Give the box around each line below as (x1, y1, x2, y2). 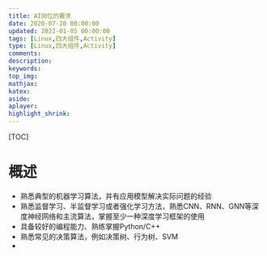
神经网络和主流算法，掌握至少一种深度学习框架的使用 (27, 211, 205, 221)
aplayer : (8, 102, 38, 110)
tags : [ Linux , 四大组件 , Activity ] (8, 34, 117, 43)
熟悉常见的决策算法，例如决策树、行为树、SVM (19, 232, 179, 241)
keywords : (8, 65, 42, 73)
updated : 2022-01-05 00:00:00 (8, 27, 111, 35)
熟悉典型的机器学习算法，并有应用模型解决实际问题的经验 (19, 191, 212, 201)
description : (8, 58, 53, 66)
